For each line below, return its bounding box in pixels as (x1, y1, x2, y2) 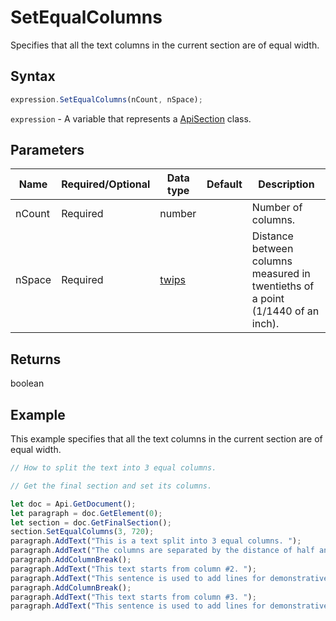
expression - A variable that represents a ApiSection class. (10, 112, 252, 125)
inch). (251, 317, 280, 331)
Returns (10, 351, 62, 368)
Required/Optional (61, 177, 151, 191)
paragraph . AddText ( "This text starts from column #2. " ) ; (10, 564, 257, 574)
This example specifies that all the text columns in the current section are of (10, 433, 323, 445)
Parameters (10, 142, 85, 159)
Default (206, 177, 243, 191)
